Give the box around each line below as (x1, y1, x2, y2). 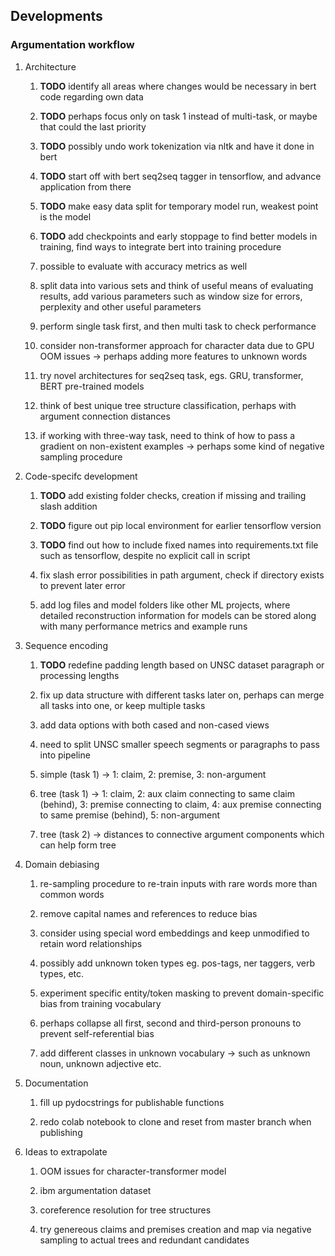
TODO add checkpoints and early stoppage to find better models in (39, 230, 318, 242)
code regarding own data (39, 90, 144, 103)
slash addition (39, 500, 98, 512)
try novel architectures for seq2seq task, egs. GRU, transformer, (39, 369, 304, 381)
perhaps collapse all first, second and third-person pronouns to (39, 1017, 302, 1029)
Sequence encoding (24, 639, 108, 651)
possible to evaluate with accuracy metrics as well (39, 260, 248, 272)
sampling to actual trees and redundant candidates (39, 1234, 250, 1246)
